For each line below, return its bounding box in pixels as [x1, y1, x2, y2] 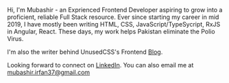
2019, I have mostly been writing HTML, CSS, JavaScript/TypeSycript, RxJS [7, 20, 221, 28]
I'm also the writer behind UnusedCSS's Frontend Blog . [7, 48, 163, 56]
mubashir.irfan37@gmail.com [7, 68, 91, 76]
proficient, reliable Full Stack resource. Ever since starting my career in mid [7, 13, 219, 21]
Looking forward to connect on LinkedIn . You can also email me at [7, 61, 194, 69]
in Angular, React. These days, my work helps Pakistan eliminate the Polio [7, 27, 215, 35]
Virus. [7, 35, 24, 43]
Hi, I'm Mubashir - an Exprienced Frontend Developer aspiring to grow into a [7, 6, 223, 14]
